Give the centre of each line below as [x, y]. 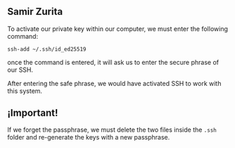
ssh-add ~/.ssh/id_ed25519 [47, 49]
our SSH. [20, 70]
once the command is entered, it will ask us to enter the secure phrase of [113, 62]
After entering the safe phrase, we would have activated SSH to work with [114, 83]
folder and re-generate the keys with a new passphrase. [89, 137]
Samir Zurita [35, 12]
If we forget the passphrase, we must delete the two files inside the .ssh [112, 130]
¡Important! [33, 113]
